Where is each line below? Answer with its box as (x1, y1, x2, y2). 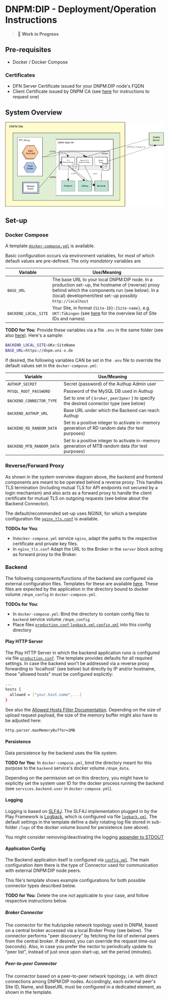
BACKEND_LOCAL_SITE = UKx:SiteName (5, 342, 75, 347)
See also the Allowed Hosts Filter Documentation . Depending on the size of (5, 707, 161, 713)
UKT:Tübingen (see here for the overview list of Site (52, 310, 157, 316)
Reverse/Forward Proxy (5, 462, 64, 469)
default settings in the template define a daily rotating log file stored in (5, 818, 151, 825)
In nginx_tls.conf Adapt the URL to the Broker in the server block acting (12, 546, 163, 552)
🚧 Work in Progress (17, 31, 59, 37)
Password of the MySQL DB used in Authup (63, 388, 153, 394)
